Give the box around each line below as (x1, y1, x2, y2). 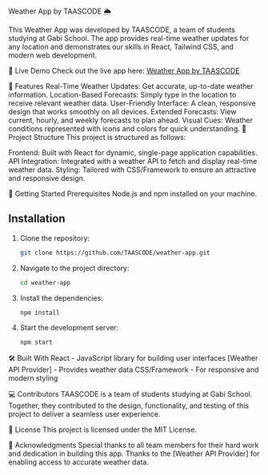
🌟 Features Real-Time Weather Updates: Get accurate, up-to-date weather (8, 82, 254, 90)
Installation (8, 212, 66, 226)
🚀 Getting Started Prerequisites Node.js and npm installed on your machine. (8, 189, 258, 198)
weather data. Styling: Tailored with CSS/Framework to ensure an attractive (8, 165, 257, 174)
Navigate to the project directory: (19, 263, 130, 273)
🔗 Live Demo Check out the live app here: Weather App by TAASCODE (8, 66, 240, 75)
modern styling (8, 373, 58, 383)
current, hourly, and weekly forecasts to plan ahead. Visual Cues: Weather (8, 115, 254, 125)
